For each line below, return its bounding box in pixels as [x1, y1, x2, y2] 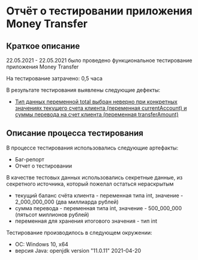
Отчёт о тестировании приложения [6, 4, 193, 18]
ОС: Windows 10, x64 [14, 240, 69, 247]
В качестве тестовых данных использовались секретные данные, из [6, 174, 183, 181]
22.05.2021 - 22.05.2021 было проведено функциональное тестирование [6, 57, 193, 64]
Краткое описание [6, 41, 80, 51]
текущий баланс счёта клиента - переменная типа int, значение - [14, 192, 184, 199]
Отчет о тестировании [14, 162, 73, 169]
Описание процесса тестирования [6, 128, 144, 139]
